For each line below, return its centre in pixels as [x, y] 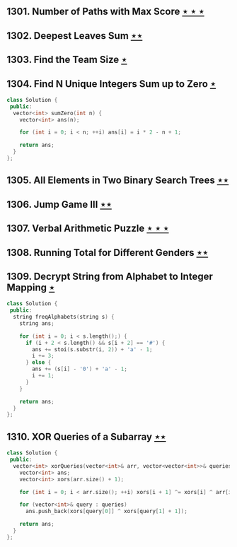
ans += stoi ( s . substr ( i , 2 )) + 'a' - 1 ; [92, 349]
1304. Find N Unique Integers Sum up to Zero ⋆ [111, 84]
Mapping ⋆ [31, 287]
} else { [38, 363]
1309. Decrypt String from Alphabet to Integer [110, 276]
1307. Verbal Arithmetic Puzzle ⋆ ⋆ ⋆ [88, 229]
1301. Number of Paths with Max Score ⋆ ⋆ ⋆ [105, 12]
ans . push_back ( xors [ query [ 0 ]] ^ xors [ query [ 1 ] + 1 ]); [106, 512]
